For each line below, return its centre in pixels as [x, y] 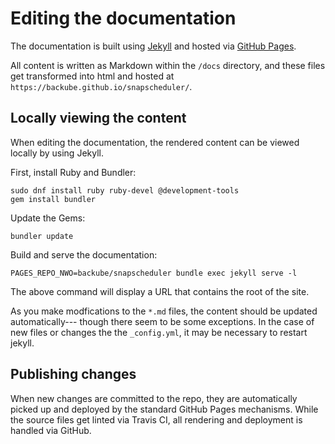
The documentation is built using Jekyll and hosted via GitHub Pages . [153, 46]
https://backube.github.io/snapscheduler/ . [101, 86]
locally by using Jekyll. [57, 153]
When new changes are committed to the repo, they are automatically [154, 398]
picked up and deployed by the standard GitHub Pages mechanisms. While [164, 409]
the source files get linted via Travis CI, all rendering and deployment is [156, 419]
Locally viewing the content [98, 118]
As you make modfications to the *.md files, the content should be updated [164, 311]
